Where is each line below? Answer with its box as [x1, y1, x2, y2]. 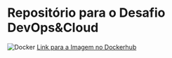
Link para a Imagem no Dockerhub [37, 43, 137, 51]
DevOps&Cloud [7, 20, 99, 36]
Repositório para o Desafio [7, 5, 166, 21]
